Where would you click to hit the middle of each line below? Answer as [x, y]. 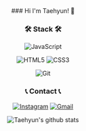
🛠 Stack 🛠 [43, 29]
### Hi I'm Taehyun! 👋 [43, 11]
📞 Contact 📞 [43, 91]
